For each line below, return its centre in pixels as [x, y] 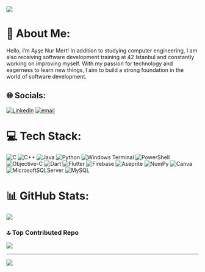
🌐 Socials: [26, 95]
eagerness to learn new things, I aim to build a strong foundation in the [95, 70]
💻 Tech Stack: [44, 136]
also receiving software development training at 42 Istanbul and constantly [100, 57]
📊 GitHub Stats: [48, 196]
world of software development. [47, 76]
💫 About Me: [38, 34]
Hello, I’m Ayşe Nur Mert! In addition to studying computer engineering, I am [102, 50]
